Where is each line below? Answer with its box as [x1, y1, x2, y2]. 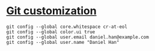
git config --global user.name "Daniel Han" [6, 39, 120, 45]
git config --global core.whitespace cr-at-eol [6, 24, 128, 30]
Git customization [6, 4, 97, 18]
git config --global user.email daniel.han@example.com [6, 34, 149, 40]
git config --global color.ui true [6, 28, 96, 35]
